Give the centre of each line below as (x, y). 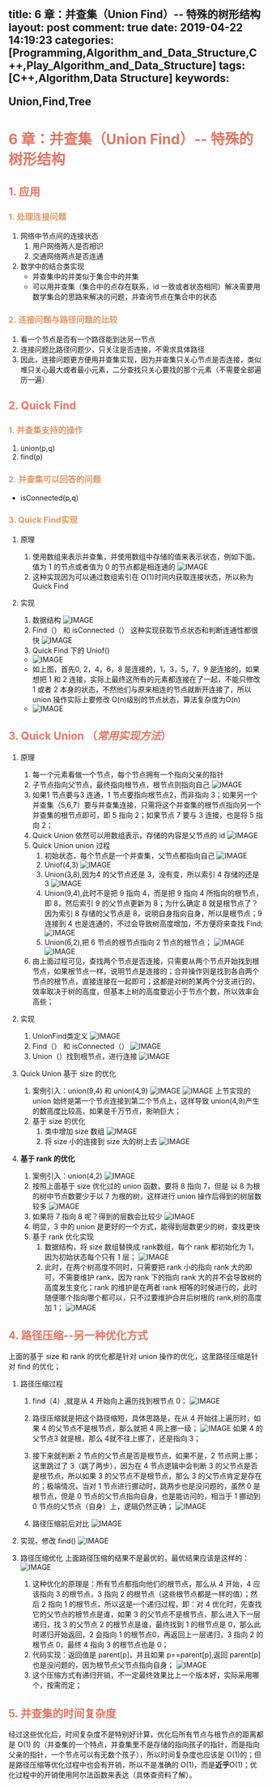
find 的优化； (39, 1367)
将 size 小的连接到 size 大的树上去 (101, 1141)
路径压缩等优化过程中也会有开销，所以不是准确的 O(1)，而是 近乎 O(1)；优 (136, 1765)
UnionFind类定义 (60, 1035)
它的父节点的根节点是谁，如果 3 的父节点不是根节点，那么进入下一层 (147, 1614)
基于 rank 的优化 (47, 1159)
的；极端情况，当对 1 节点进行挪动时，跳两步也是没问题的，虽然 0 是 (146, 1486)
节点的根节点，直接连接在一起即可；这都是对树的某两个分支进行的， (146, 981)
